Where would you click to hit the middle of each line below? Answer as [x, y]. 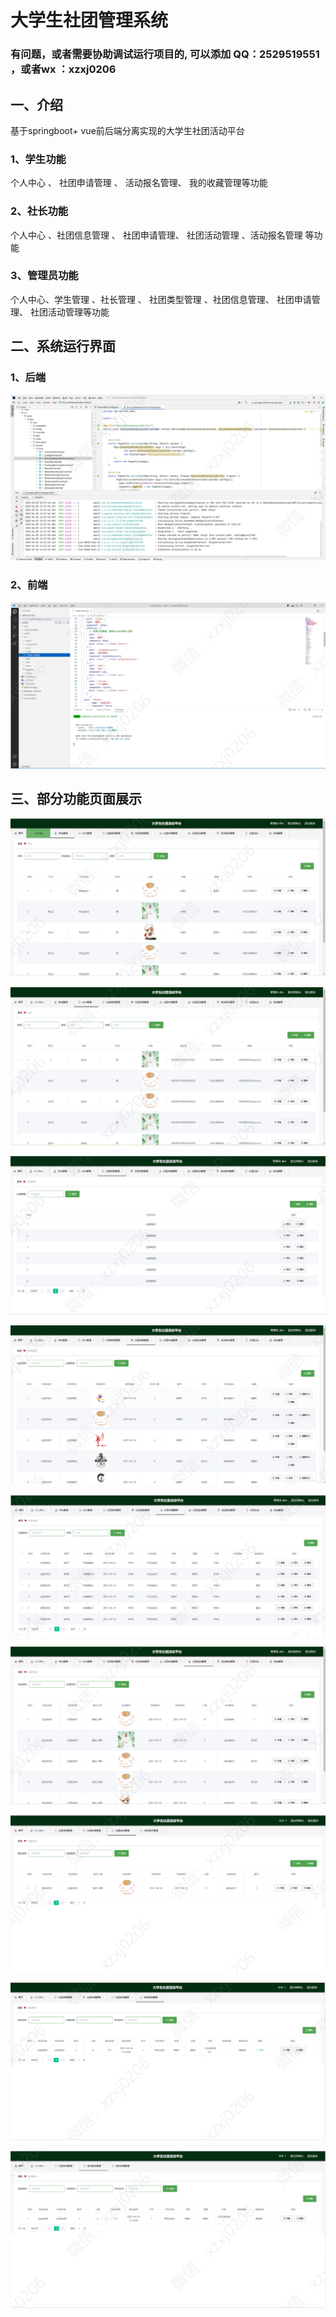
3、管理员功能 [44, 276]
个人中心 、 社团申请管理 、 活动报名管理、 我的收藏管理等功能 [139, 183]
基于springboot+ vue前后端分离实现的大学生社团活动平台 [127, 130]
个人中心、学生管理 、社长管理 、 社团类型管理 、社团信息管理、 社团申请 [161, 299]
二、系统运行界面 [63, 346]
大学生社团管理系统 [89, 20]
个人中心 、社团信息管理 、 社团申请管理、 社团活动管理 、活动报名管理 [156, 235]
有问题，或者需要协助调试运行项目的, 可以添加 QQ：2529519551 [165, 54]
